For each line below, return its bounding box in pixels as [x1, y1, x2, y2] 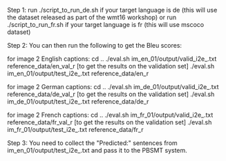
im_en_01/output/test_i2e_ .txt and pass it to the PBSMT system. [7, 146, 188, 154]
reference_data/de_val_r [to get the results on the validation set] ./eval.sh [7, 90, 215, 98]
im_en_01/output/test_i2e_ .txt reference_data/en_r [7, 69, 149, 77]
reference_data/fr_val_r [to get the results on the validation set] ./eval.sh [7, 118, 212, 126]
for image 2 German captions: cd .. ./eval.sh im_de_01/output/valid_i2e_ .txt [7, 83, 219, 91]
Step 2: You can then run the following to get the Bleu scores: [7, 41, 182, 49]
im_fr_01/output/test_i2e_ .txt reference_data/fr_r [7, 126, 144, 133]
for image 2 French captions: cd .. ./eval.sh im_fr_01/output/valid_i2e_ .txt [7, 111, 214, 119]
